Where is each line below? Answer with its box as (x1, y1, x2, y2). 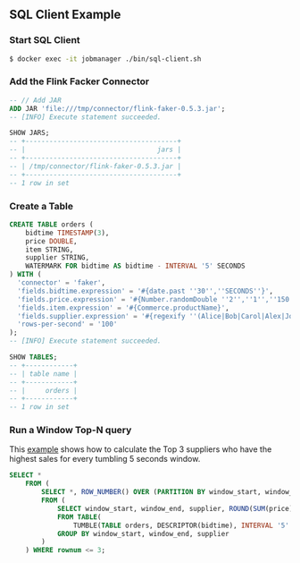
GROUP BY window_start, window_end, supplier (56, 529, 229, 538)
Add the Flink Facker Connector (9, 75, 150, 88)
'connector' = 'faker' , (17, 278, 105, 287)
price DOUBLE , (25, 236, 78, 245)
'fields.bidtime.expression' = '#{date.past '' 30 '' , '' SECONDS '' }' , (17, 286, 274, 295)
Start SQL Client (9, 34, 80, 47)
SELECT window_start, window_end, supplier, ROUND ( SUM (56, 504, 266, 513)
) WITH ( (9, 270, 42, 279)
